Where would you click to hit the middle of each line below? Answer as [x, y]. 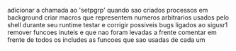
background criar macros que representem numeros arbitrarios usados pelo [118, 17]
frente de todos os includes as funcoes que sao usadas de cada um [106, 40]
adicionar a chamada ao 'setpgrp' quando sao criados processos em [108, 10]
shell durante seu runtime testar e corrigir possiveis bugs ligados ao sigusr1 [118, 25]
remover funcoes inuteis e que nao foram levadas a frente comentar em [112, 32]
